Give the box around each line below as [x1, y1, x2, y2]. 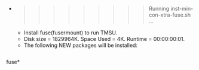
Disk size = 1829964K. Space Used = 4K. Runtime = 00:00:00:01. [23, 36, 185, 42]
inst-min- [170, 5, 194, 12]
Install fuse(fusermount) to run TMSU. [23, 29, 118, 36]
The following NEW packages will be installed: [23, 42, 137, 49]
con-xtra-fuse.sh [148, 11, 191, 18]
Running [148, 5, 170, 12]
